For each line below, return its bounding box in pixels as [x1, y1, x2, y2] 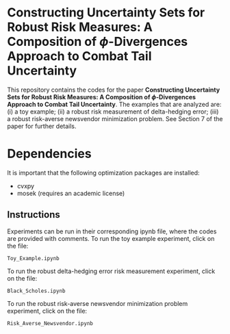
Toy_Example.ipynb [7, 255, 60, 261]
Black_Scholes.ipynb [7, 287, 66, 294]
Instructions [7, 209, 60, 220]
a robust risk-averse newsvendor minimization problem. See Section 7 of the [7, 114, 223, 123]
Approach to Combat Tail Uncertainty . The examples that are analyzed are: [7, 100, 222, 108]
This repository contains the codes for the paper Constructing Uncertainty [7, 86, 220, 94]
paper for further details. [7, 122, 77, 130]
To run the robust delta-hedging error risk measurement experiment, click [7, 267, 216, 275]
